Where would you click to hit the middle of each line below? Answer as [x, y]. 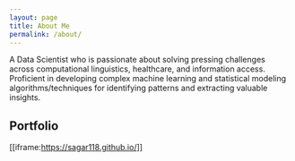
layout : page [34, 17]
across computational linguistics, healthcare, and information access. [138, 69]
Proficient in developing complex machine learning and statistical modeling [148, 79]
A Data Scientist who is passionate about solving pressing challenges [138, 60]
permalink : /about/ [46, 34]
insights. [25, 97]
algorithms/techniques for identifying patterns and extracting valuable [139, 88]
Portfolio [34, 126]
